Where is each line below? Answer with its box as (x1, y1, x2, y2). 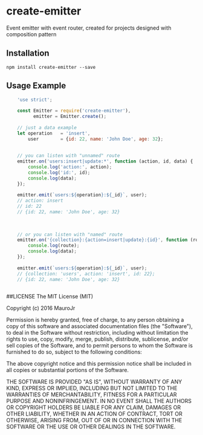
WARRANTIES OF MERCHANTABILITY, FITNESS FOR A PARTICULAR (6, 391, 177, 398)
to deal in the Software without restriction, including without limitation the (6, 329, 188, 337)
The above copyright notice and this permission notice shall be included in (6, 360, 192, 367)
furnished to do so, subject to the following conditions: (6, 349, 142, 356)
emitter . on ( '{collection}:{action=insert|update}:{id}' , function (17, 237, 188, 243)
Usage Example (6, 80, 66, 91)
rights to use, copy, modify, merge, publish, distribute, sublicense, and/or (6, 335, 188, 343)
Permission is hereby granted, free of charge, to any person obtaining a (6, 316, 184, 324)
